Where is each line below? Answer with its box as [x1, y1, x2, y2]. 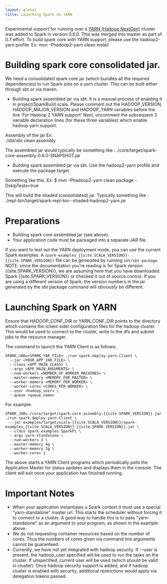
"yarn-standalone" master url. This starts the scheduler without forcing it [12, 509, 162, 515]
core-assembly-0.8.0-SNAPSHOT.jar [5, 153, 81, 159]
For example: [5, 401, 32, 408]
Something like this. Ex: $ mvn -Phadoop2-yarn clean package [5, 177, 134, 183]
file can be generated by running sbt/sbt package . [55, 257, 159, 263]
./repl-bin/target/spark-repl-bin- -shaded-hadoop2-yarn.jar [5, 198, 126, 204]
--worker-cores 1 [9, 451, 46, 456]
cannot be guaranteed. [12, 541, 60, 547]
